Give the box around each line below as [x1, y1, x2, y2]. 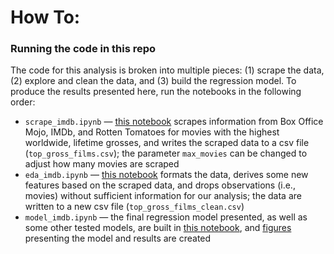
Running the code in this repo [10, 42, 157, 56]
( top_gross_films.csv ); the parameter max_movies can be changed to [24, 147, 308, 160]
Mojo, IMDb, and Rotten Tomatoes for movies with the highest [24, 126, 280, 138]
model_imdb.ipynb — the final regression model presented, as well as [24, 211, 308, 223]
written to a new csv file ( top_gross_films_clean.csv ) [24, 201, 245, 213]
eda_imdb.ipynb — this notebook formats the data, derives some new [24, 169, 309, 181]
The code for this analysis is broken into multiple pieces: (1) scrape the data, [10, 64, 325, 76]
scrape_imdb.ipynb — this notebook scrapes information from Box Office [24, 116, 324, 128]
